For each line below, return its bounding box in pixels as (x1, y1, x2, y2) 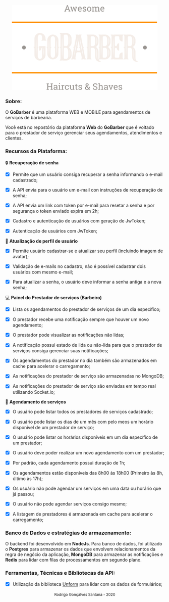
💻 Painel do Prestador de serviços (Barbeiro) (5, 295, 102, 301)
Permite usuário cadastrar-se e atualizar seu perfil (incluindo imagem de (12, 248, 163, 254)
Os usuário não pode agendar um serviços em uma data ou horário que (12, 485, 161, 491)
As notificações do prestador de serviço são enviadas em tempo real (12, 383, 156, 389)
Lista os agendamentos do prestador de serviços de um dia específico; (12, 306, 161, 312)
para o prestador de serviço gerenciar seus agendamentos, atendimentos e (5, 130, 162, 136)
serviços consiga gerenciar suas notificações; (12, 348, 108, 354)
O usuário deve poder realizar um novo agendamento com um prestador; (12, 449, 164, 455)
